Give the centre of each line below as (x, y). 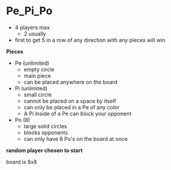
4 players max (32, 27)
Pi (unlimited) (31, 88)
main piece (37, 75)
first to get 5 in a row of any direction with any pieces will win (90, 40)
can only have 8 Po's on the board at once (76, 138)
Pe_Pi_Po (29, 11)
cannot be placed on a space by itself (70, 101)
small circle (38, 95)
